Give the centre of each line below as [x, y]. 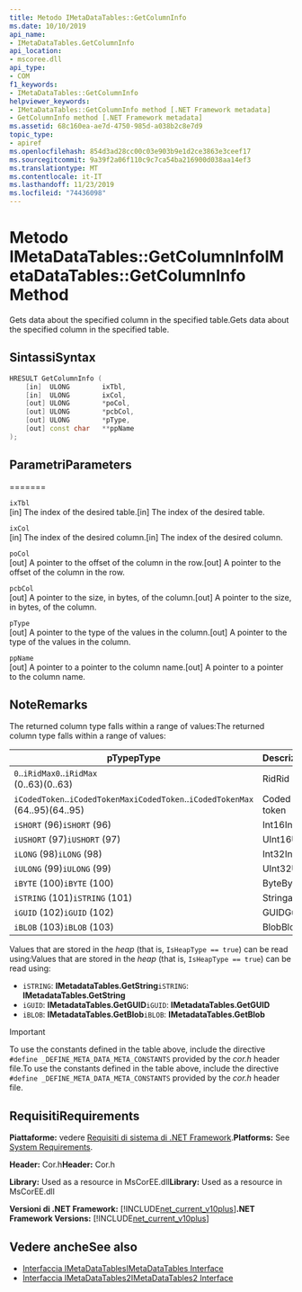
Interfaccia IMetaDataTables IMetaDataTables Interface [123, 1268]
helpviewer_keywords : [50, 101]
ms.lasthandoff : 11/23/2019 [62, 185]
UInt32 [277, 869]
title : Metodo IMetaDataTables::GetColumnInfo [98, 18]
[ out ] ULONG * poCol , [78, 404]
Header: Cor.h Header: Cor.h [62, 1164]
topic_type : [31, 135]
